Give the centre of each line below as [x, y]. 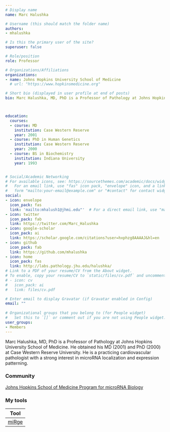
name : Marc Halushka [27, 15]
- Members [16, 327]
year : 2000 [26, 149]
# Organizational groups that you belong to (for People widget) [75, 313]
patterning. [17, 363]
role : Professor [22, 61]
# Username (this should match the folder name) [57, 24]
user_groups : [19, 322]
